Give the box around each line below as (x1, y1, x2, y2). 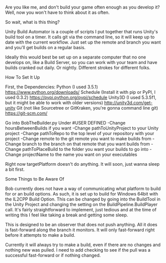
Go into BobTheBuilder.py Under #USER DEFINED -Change (5, 120, 126, 126)
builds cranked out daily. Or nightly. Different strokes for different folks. (5, 65, 151, 70)
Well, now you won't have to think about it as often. (5, 9, 110, 15)
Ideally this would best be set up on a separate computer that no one (5, 54, 146, 60)
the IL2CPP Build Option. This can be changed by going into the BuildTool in (5, 196, 161, 202)
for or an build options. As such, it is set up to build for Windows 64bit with (5, 191, 158, 197)
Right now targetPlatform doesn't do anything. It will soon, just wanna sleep (5, 161, 160, 167)
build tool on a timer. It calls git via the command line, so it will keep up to (5, 34, 155, 40)
